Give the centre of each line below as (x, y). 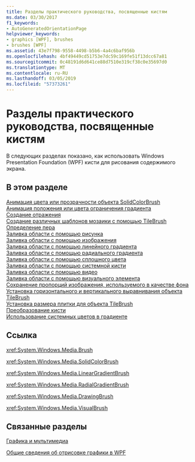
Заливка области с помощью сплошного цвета (66, 259)
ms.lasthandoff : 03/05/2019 (41, 78)
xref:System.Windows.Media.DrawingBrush (60, 396)
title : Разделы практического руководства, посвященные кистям (87, 12)
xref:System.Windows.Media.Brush (50, 350)
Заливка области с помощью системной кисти (66, 265)
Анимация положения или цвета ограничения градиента (79, 208)
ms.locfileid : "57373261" (38, 84)
